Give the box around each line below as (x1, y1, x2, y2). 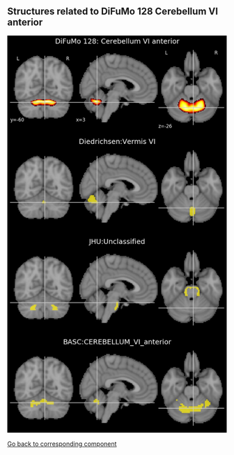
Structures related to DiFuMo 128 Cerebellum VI (7, 6, 218, 17)
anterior (7, 17, 43, 29)
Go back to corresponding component (7, 440, 117, 448)
